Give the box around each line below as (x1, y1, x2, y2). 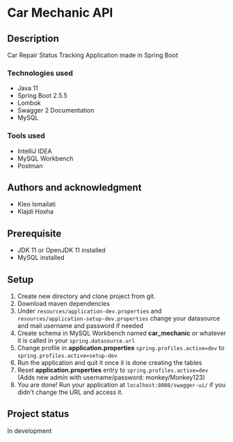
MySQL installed (17, 254, 65, 262)
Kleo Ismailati (17, 200, 56, 208)
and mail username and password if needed (17, 322, 144, 330)
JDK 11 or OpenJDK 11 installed (17, 246, 106, 254)
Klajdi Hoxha (17, 207, 54, 216)
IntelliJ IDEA (17, 147, 52, 155)
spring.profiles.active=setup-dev (17, 352, 118, 359)
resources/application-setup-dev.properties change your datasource (17, 314, 220, 322)
